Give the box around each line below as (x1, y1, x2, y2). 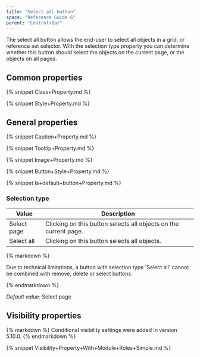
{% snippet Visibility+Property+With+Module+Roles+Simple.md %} (6, 344, 171, 352)
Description (101, 210, 135, 218)
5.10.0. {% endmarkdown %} (6, 333, 76, 340)
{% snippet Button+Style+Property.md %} (6, 168, 110, 175)
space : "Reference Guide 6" (6, 14, 76, 20)
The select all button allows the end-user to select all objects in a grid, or (6, 36, 185, 44)
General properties (6, 117, 78, 127)
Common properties (6, 72, 83, 82)
